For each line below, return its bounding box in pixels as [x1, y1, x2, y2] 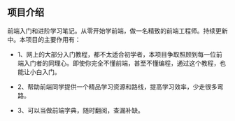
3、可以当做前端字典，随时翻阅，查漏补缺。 [17, 106, 145, 114]
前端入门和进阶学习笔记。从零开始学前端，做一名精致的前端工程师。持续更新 [7, 27, 228, 35]
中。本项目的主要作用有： [7, 35, 81, 43]
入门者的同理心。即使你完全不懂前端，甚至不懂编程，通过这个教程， [23, 59, 220, 67]
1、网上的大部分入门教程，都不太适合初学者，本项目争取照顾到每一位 [17, 50, 217, 58]
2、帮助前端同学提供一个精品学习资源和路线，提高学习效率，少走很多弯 [17, 83, 224, 91]
